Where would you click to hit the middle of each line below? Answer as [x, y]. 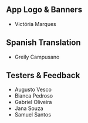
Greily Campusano [37, 57]
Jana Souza [29, 108]
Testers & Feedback [43, 75]
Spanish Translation [43, 43]
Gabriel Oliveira [33, 102]
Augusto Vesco [33, 90]
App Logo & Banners [44, 10]
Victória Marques [35, 24]
